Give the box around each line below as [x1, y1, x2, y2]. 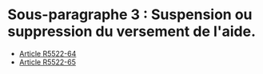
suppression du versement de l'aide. [7, 22, 257, 41]
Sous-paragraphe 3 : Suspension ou [7, 6, 253, 24]
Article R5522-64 [18, 49, 77, 58]
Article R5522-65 [18, 57, 77, 67]
